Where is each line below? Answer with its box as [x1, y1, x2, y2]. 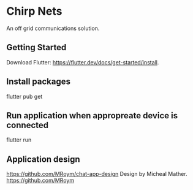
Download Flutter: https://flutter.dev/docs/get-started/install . [6, 58, 159, 66]
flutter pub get [6, 93, 43, 100]
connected [6, 120, 49, 130]
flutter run [6, 136, 32, 143]
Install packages [6, 77, 70, 87]
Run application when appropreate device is [6, 110, 178, 121]
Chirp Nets [6, 4, 62, 18]
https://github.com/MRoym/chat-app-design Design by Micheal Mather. [6, 170, 188, 178]
